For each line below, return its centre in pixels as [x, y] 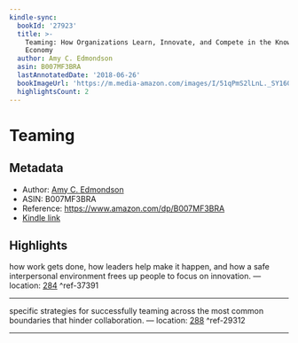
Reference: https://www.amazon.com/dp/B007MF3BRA [123, 208]
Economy [39, 51]
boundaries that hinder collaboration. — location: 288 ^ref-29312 [127, 321]
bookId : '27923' [47, 26]
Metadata [36, 168]
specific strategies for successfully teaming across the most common [137, 311]
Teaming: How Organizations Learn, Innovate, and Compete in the [149, 42]
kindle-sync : [33, 17]
